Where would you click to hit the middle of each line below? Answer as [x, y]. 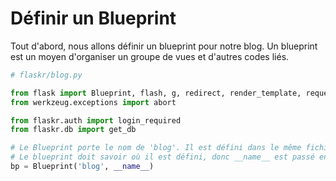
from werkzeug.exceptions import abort [93, 102]
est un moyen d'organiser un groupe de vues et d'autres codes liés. [150, 56]
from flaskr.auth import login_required [96, 120]
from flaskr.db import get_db [73, 130]
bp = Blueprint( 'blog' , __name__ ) [82, 167]
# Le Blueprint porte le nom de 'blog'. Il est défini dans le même [156, 148]
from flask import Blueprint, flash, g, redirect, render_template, [156, 93]
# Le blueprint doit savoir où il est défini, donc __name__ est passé [162, 157]
